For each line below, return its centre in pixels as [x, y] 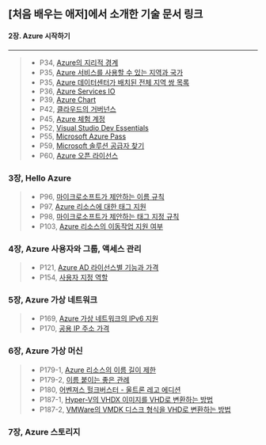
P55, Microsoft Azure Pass [83, 136]
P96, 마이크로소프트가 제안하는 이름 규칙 [102, 196]
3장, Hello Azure [40, 178]
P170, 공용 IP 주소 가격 [74, 329]
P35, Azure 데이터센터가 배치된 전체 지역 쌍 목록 [114, 82]
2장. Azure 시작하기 [39, 36]
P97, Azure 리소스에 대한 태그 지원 [93, 206]
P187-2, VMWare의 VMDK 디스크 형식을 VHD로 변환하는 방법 [135, 409]
